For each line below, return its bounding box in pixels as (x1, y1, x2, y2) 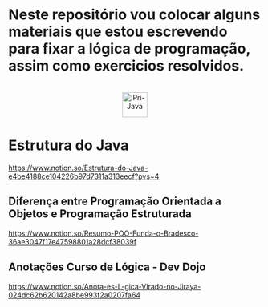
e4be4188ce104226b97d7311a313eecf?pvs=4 (8, 171, 160, 181)
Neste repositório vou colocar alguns (8, 6, 261, 24)
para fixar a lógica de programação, (8, 40, 251, 58)
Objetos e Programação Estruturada (8, 207, 192, 221)
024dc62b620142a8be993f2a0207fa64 (8, 290, 141, 300)
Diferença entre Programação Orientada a (8, 195, 222, 208)
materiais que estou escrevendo (8, 22, 228, 41)
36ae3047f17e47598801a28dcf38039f (8, 236, 137, 246)
